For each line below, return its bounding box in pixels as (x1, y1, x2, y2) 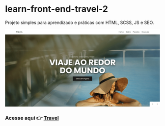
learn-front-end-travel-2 (5, 3, 108, 15)
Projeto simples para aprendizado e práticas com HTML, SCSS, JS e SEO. (5, 20, 154, 25)
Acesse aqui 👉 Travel (5, 114, 59, 121)
